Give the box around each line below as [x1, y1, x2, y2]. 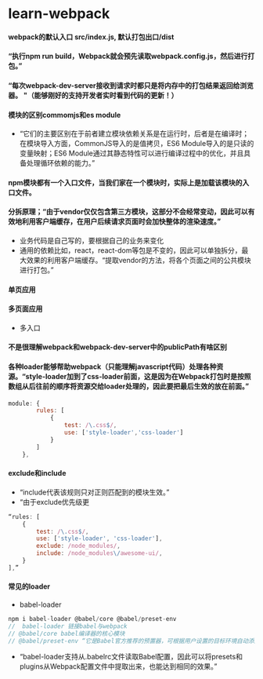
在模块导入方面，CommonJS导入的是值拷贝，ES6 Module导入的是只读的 [19, 139, 254, 148]
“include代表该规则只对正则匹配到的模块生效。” [19, 487, 170, 497]
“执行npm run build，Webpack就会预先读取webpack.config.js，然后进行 [8, 52, 248, 61]
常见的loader [8, 582, 51, 591]
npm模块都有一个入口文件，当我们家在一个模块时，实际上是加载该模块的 [8, 177, 243, 187]
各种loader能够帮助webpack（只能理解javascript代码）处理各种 [8, 362, 217, 371]
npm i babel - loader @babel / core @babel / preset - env [8, 615, 177, 622]
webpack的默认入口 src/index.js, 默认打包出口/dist [8, 32, 175, 42]
